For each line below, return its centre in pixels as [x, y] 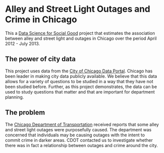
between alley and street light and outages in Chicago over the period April [81, 38]
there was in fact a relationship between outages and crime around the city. [82, 145]
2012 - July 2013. [23, 43]
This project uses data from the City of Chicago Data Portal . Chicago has [79, 71]
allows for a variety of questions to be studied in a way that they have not [79, 81]
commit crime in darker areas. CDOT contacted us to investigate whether [79, 140]
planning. [14, 97]
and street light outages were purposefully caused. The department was [78, 129]
